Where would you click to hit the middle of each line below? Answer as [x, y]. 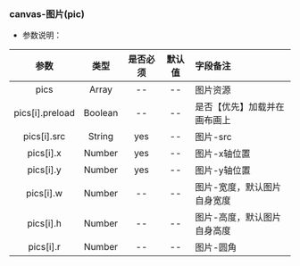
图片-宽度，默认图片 [238, 187]
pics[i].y [45, 170]
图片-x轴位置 [223, 154]
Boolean [101, 113]
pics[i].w [45, 194]
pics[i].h [44, 223]
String [101, 137]
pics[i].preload [45, 113]
